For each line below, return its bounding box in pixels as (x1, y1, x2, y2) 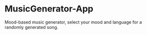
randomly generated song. (4, 24, 59, 30)
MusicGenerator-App (4, 3, 94, 14)
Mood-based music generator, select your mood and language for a (4, 19, 142, 25)
